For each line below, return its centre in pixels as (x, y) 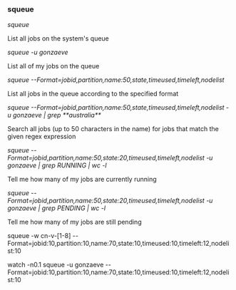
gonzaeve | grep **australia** (57, 115)
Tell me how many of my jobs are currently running (82, 180)
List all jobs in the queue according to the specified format (93, 94)
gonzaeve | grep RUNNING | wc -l (57, 165)
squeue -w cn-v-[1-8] (39, 236)
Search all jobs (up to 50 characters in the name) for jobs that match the (113, 129)
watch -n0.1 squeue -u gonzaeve (56, 265)
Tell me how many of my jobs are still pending (75, 222)
